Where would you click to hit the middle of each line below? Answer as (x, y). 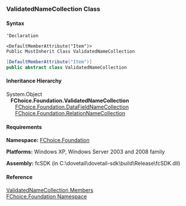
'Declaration (22, 36)
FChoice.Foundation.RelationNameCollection (70, 113)
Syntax (15, 23)
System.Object (24, 94)
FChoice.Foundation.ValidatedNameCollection (70, 101)
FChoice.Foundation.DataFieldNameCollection (72, 107)
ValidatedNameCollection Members (50, 190)
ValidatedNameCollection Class (53, 9)
